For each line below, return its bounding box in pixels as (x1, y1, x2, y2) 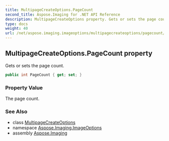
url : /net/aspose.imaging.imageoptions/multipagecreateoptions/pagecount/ (5, 31, 165, 36)
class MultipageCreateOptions (12, 119, 75, 125)
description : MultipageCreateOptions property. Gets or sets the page (5, 17, 156, 22)
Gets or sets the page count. (5, 62, 64, 68)
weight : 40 (5, 26, 28, 31)
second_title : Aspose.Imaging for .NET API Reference (5, 12, 121, 17)
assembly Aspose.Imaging (12, 130, 68, 136)
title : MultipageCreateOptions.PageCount (5, 7, 94, 13)
